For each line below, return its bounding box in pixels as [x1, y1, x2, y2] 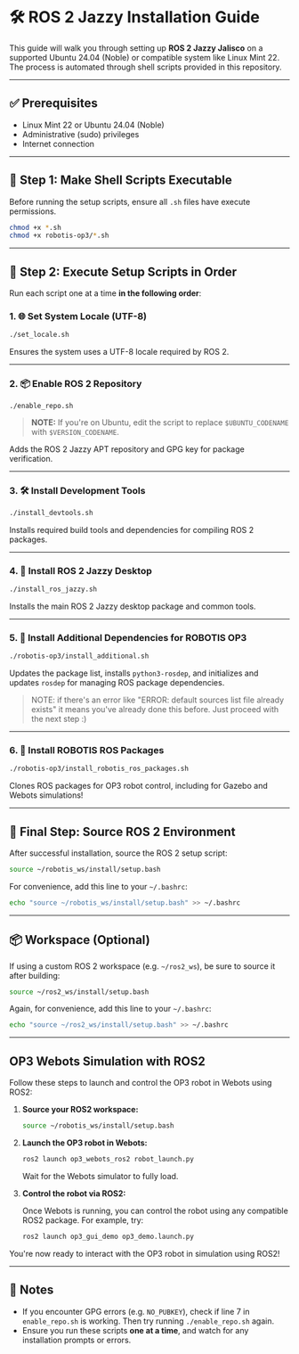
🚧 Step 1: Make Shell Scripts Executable [9, 173, 233, 188]
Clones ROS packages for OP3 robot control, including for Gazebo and [9, 781, 269, 792]
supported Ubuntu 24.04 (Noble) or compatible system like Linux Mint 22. [9, 52, 280, 62]
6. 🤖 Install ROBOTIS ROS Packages [9, 743, 165, 756]
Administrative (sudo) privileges [21, 128, 140, 139]
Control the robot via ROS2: [21, 1187, 126, 1199]
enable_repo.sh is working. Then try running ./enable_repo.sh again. [21, 1316, 275, 1326]
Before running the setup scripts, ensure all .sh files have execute [9, 196, 251, 207]
